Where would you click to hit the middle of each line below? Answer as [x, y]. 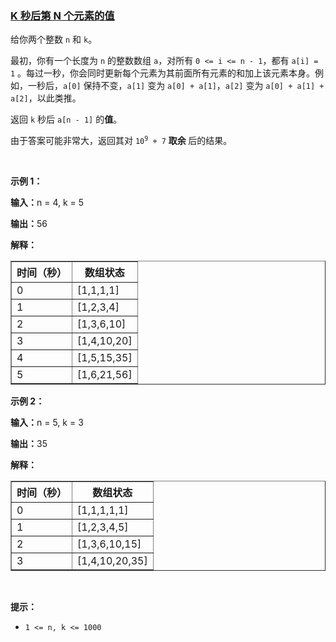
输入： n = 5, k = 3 [47, 423]
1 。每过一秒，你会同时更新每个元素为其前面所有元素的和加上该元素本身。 [163, 73]
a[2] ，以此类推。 [46, 98]
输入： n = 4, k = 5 [47, 203]
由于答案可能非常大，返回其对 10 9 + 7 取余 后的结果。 [121, 141]
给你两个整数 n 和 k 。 [54, 39]
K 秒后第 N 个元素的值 [62, 15]
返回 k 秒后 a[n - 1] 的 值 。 [66, 119]
